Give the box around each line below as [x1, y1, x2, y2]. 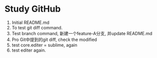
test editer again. [11, 47, 46, 53]
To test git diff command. [11, 24, 63, 30]
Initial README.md [11, 19, 50, 25]
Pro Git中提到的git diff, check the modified [11, 37, 97, 42]
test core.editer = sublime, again [11, 42, 78, 48]
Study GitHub [4, 3, 61, 15]
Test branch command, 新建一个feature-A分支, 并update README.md [11, 30, 153, 36]
